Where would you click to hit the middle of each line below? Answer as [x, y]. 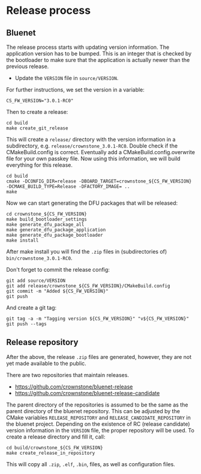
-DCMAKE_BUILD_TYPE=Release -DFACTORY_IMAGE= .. [68, 187]
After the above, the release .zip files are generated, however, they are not [99, 357]
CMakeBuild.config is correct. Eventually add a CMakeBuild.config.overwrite [100, 152]
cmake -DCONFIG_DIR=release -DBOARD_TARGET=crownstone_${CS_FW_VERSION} [99, 181]
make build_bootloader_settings [46, 219]
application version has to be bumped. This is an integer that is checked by [99, 54]
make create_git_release [37, 128]
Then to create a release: [37, 112]
